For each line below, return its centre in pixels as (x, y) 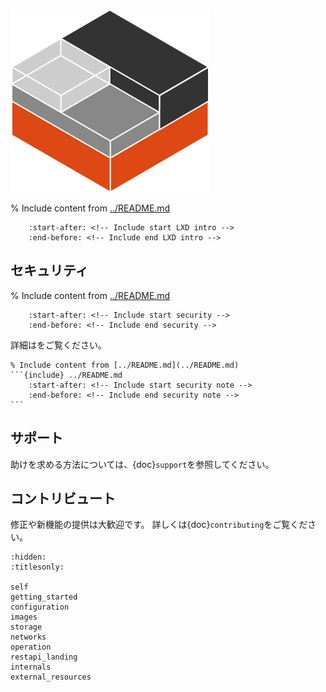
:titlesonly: (37, 567)
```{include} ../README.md (66, 375)
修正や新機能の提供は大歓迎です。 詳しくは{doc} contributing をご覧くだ (159, 525)
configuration (40, 607)
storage (26, 627)
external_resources (51, 677)
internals (31, 667)
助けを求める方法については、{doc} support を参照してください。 (142, 464)
